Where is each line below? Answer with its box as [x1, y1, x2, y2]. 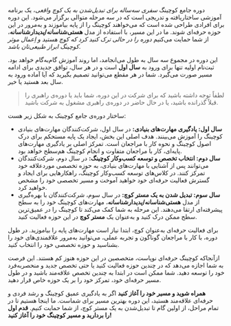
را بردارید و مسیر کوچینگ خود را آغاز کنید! [8, 311, 112, 319]
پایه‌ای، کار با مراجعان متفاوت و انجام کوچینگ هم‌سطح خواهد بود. [17, 147, 182, 155]
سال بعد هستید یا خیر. [8, 78, 64, 85]
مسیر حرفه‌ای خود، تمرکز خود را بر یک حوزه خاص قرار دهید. [8, 276, 162, 284]
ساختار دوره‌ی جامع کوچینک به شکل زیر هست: [8, 111, 126, 120]
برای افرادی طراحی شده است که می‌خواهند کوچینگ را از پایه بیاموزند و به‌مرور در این [8, 21, 225, 28]
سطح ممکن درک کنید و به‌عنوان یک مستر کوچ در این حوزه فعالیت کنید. [17, 213, 197, 221]
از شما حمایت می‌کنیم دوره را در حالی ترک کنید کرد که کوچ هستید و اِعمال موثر [8, 35, 209, 43]
